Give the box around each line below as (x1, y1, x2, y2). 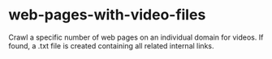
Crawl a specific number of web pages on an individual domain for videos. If (8, 32, 264, 42)
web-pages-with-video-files (8, 6, 206, 24)
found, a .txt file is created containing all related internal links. (8, 40, 214, 50)
